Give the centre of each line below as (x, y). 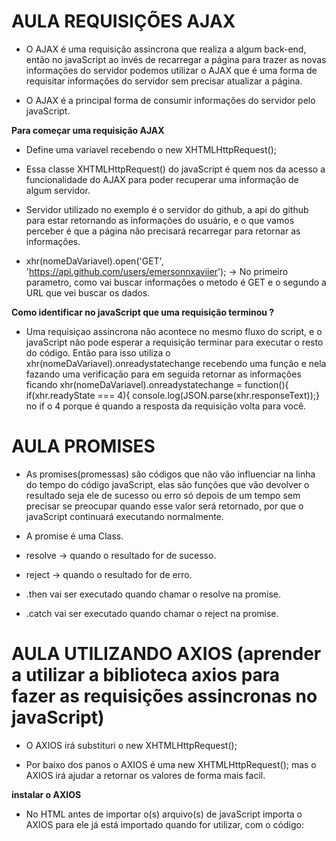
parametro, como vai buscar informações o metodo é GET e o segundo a (176, 282)
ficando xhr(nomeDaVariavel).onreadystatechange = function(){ (157, 384)
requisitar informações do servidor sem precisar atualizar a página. (164, 81)
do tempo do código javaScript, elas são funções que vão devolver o (167, 484)
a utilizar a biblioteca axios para (146, 675)
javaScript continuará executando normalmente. (124, 516)
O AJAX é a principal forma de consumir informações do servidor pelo (170, 100)
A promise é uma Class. (74, 536)
